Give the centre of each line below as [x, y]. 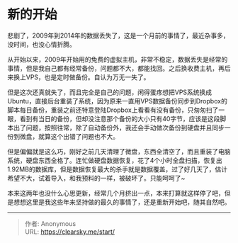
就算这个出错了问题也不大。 [78, 136]
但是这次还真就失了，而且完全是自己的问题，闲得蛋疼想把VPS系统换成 [110, 92]
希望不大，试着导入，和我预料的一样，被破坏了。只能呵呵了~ [96, 178]
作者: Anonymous [50, 223]
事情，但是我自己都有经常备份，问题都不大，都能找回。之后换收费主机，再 [116, 68]
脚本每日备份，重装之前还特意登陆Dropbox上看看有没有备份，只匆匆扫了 [113, 110]
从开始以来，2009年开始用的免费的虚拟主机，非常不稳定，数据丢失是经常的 [118, 59]
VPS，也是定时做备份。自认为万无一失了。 [88, 77]
